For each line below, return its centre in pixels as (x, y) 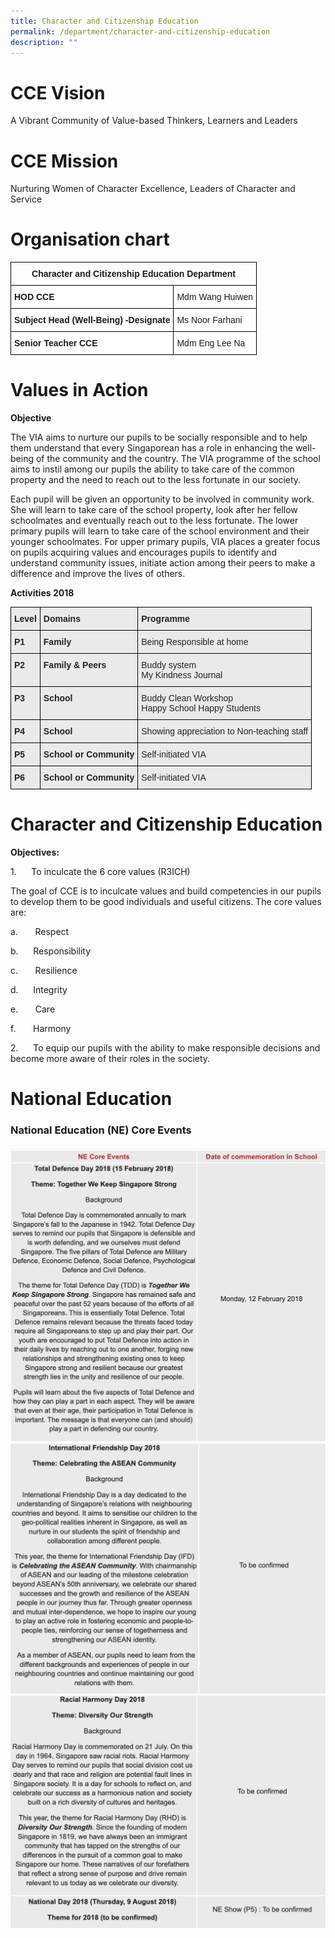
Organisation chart (90, 239)
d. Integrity (39, 990)
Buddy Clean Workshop (187, 698)
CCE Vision (58, 92)
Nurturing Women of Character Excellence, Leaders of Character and (153, 189)
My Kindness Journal (182, 675)
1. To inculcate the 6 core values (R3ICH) (100, 872)
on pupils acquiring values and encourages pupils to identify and (143, 552)
